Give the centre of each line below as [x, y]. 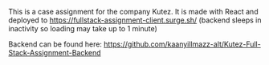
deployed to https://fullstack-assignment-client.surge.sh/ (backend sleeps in [135, 20]
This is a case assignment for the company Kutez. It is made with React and [133, 12]
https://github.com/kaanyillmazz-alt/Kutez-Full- [182, 44]
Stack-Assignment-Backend [55, 53]
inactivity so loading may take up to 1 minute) [83, 28]
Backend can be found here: [55, 44]
